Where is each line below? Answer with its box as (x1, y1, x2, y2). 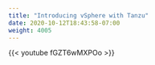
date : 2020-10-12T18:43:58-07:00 (8, 19, 120, 27)
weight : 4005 (8, 26, 52, 34)
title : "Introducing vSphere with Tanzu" (8, 11, 149, 20)
